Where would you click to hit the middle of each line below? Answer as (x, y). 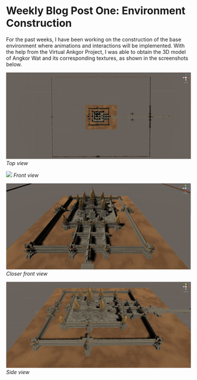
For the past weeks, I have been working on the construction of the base (94, 39)
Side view (18, 372)
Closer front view (27, 273)
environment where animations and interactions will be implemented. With (95, 46)
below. (14, 64)
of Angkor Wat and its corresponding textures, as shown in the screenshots (97, 58)
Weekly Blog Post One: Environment (96, 11)
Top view (17, 163)
